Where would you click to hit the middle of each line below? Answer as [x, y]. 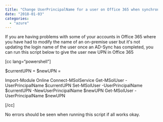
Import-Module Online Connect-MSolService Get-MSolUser [65, 80]
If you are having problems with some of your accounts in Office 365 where [81, 37]
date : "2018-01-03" [25, 14]
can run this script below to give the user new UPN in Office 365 [69, 52]
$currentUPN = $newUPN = [33, 71]
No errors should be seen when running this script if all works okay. [73, 115]
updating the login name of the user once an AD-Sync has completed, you [79, 47]
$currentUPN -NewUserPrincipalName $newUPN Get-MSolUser [69, 91]
